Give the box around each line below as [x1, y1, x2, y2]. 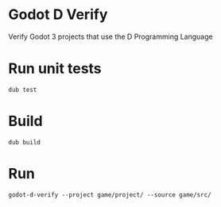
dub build [8, 138, 41, 146]
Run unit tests [8, 59, 102, 78]
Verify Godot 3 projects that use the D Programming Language [8, 32, 213, 41]
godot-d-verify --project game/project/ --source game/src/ [8, 190, 212, 199]
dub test [8, 86, 37, 94]
